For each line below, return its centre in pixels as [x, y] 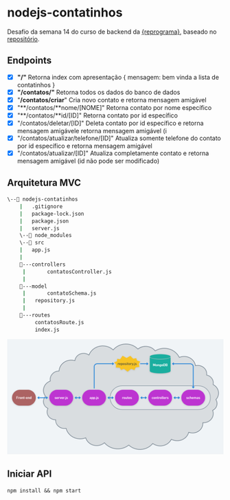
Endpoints [30, 61]
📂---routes [35, 315]
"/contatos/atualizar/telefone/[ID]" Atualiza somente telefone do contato [119, 138]
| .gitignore [41, 206]
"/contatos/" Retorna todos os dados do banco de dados [99, 92]
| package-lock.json [52, 214]
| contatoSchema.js [59, 293]
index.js [47, 330]
